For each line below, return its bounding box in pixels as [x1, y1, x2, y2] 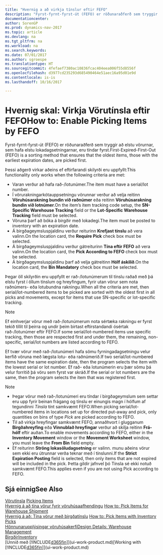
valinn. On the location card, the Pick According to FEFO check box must [12, 249, 158, 254]
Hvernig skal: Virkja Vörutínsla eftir [5, 105, 150, 116]
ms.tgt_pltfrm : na [5, 39, 42, 44]
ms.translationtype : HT [5, 61, 54, 66]
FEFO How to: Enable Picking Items [5, 115, 147, 126]
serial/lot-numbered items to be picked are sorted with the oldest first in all [5, 289, 155, 295]
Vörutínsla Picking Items [5, 498, 54, 504]
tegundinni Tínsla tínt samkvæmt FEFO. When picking [12, 403, 119, 409]
